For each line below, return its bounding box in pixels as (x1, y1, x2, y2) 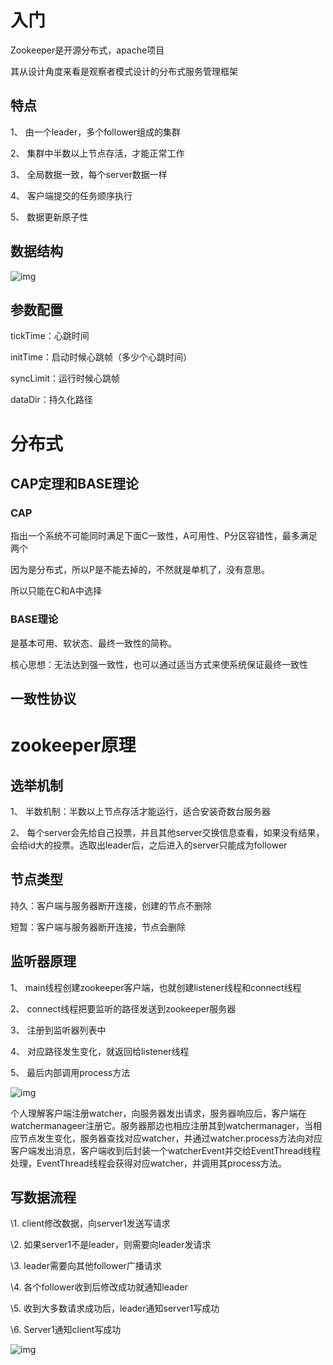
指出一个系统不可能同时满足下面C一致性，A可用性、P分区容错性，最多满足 (10, 530, 318, 542)
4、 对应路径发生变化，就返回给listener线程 (10, 1045, 190, 1057)
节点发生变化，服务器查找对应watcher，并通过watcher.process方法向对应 (18, 1132, 323, 1144)
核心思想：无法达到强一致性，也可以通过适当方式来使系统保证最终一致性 (10, 658, 308, 670)
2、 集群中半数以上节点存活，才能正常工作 (10, 147, 185, 159)
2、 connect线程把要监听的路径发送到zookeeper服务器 (10, 1002, 237, 1015)
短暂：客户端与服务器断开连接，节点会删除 (10, 921, 186, 933)
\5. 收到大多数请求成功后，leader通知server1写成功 (10, 1302, 220, 1315)
